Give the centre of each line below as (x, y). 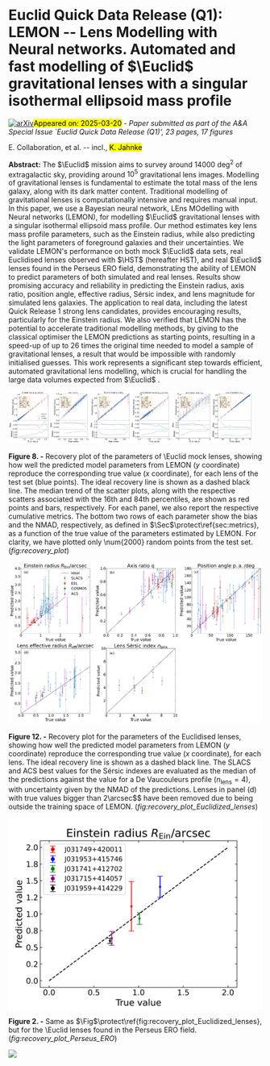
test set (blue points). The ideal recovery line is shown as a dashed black (129, 481)
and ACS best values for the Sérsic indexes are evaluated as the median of (132, 770)
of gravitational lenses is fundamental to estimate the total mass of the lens (133, 183)
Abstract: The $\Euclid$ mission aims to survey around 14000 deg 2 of (126, 164)
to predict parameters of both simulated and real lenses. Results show (125, 277)
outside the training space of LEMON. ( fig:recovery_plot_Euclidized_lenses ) (133, 807)
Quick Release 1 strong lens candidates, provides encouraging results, (125, 311)
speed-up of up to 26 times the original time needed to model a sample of (131, 346)
